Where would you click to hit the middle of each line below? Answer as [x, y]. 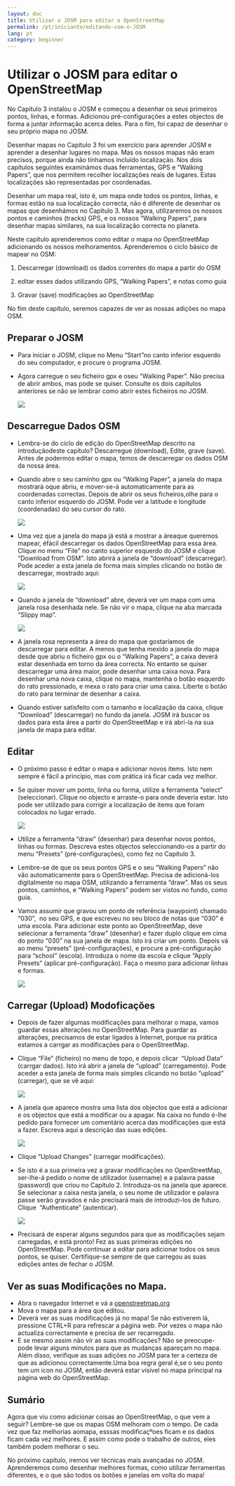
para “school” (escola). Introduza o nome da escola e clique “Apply [114, 955]
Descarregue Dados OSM [64, 426]
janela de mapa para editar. [57, 729]
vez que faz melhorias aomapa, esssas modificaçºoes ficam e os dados [111, 1431]
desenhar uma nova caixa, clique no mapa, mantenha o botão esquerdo [121, 679]
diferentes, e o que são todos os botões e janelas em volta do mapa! [106, 1475]
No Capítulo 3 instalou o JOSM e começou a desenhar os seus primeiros [112, 109]
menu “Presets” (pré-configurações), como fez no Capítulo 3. [107, 854]
